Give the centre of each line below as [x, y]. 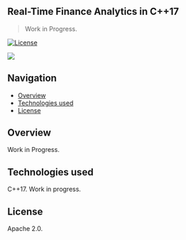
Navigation [32, 78]
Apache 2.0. [25, 229]
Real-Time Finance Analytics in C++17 [93, 12]
